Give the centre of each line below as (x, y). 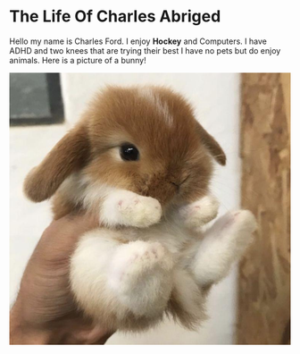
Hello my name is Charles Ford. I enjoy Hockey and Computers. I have (138, 41)
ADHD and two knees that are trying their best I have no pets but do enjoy (145, 50)
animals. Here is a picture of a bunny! (78, 60)
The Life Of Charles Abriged (115, 17)
